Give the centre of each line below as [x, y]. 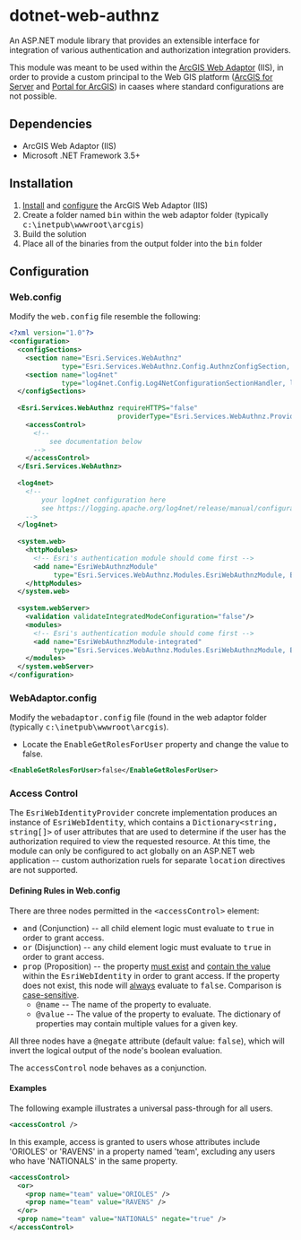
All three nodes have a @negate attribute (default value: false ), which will [147, 1041]
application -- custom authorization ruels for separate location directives [147, 860]
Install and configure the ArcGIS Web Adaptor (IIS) [115, 205]
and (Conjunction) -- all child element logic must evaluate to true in [148, 928]
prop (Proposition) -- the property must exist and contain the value [146, 966]
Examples [28, 1088]
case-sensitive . [51, 995]
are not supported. [44, 870]
